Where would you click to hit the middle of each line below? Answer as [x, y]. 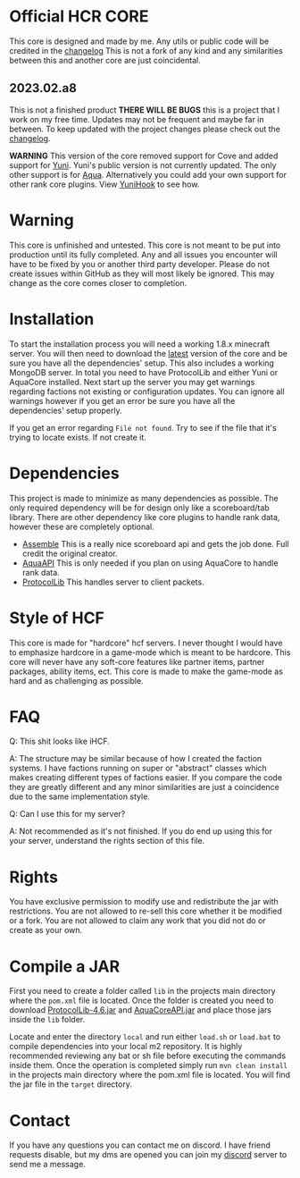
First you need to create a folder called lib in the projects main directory [142, 991]
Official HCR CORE [79, 17]
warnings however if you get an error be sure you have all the [122, 400]
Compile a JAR [65, 966]
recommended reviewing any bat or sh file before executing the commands [148, 1056]
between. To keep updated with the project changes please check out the [145, 129]
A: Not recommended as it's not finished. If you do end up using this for [141, 831]
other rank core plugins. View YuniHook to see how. [104, 184]
